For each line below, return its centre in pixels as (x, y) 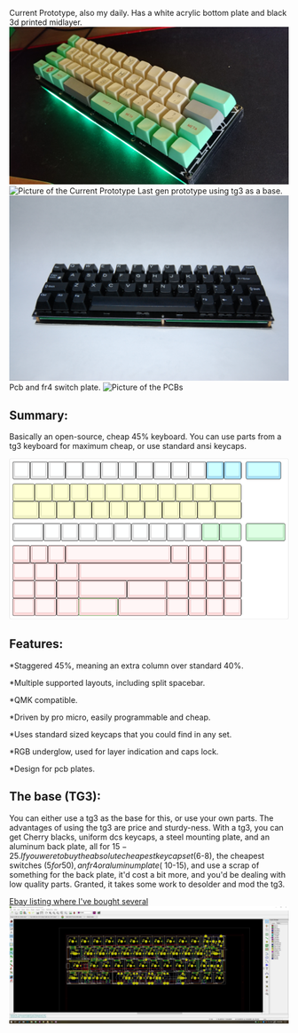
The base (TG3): (55, 796)
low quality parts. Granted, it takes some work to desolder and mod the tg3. (147, 884)
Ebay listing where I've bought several (79, 901)
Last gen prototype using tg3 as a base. (210, 191)
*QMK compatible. (43, 699)
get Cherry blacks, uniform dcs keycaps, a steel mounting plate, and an (140, 837)
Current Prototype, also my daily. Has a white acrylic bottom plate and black (148, 13)
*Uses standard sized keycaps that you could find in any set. (121, 734)
